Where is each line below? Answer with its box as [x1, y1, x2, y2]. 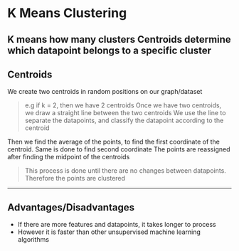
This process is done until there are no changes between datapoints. [24, 166, 226, 175]
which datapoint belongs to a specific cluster [7, 44, 212, 56]
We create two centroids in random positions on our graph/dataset [7, 87, 203, 96]
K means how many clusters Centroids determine [7, 33, 231, 46]
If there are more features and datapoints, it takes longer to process [17, 220, 216, 229]
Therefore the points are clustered [24, 174, 126, 183]
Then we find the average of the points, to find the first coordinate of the [7, 137, 221, 146]
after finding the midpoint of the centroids [7, 153, 130, 161]
